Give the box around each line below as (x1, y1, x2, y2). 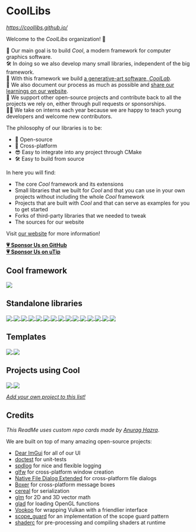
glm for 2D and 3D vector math (14, 493, 91, 500)
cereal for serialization (14, 487, 70, 495)
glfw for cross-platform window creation (14, 468, 114, 475)
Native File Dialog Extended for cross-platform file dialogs (14, 474, 157, 481)
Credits (6, 411, 34, 421)
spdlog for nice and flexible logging (14, 462, 102, 469)
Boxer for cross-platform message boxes (14, 481, 115, 488)
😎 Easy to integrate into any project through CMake (14, 148, 142, 155)
